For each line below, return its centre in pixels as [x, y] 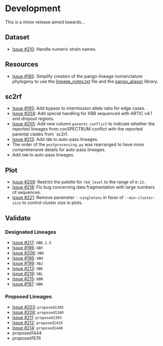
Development [33, 9]
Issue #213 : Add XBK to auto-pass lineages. [55, 139]
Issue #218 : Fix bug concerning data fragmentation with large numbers [83, 187]
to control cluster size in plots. [52, 203]
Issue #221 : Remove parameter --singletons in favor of [68, 197]
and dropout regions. [33, 119]
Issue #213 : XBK [27, 268]
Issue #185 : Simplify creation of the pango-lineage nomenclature [77, 76]
